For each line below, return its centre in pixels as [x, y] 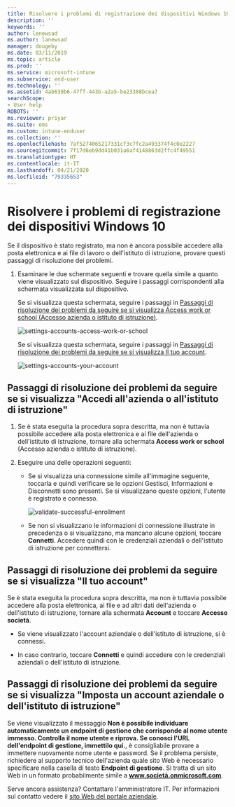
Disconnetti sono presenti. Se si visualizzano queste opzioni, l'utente [127, 491]
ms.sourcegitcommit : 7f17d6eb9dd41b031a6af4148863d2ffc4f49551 [101, 151]
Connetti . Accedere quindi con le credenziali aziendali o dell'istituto [126, 541]
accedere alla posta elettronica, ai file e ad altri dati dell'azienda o [102, 605]
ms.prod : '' [24, 66]
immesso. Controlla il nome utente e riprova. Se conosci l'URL [99, 738]
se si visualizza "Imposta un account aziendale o [116, 695]
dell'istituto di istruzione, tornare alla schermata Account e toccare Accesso [117, 613]
